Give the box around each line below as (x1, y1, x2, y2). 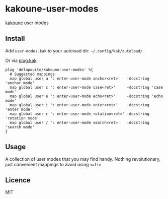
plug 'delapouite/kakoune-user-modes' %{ (5, 67, 94, 72)
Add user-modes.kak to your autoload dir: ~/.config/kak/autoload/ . (5, 47, 144, 53)
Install (5, 34, 25, 43)
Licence (5, 176, 31, 184)
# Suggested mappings (10, 72, 55, 77)
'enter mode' (5, 107, 33, 112)
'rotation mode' (5, 115, 39, 121)
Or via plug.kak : (5, 57, 38, 63)
